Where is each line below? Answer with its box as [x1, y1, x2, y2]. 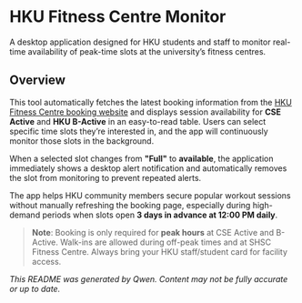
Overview [9, 73, 66, 88]
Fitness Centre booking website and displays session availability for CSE [9, 106, 282, 117]
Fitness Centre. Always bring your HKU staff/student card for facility [31, 246, 288, 257]
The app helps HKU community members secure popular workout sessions [9, 189, 291, 201]
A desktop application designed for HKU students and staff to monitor [9, 36, 271, 47]
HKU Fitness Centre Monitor [9, 6, 226, 27]
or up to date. [9, 283, 61, 294]
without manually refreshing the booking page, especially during [9, 199, 251, 210]
